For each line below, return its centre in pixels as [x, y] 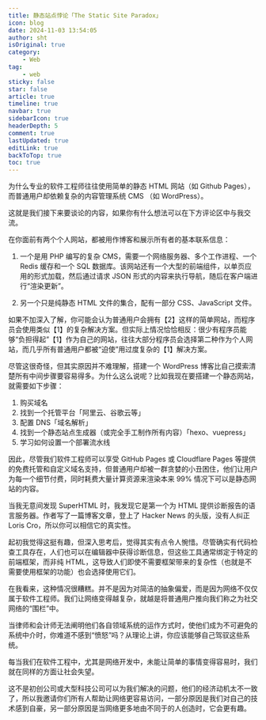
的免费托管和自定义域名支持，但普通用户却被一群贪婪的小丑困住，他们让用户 [133, 469]
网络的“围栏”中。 [36, 608]
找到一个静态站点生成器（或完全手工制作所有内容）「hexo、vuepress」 [135, 433]
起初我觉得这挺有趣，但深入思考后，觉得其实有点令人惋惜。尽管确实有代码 [129, 542]
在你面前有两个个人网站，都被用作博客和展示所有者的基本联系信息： [119, 240]
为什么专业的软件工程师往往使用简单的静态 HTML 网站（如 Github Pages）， [131, 186]
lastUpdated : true [38, 140]
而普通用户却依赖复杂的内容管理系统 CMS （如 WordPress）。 [108, 196]
